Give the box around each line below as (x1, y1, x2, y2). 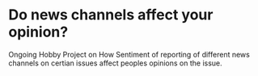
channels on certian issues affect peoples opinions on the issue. (8, 58, 222, 68)
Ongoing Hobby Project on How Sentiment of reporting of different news (8, 49, 251, 59)
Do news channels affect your (8, 6, 214, 24)
